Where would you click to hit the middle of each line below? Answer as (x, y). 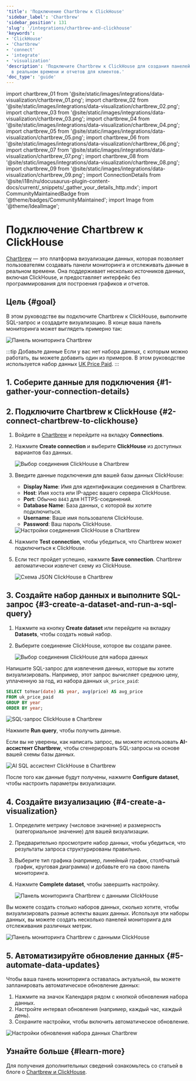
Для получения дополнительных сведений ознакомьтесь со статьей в (94, 1065)
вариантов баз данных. (43, 452)
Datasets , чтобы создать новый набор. (63, 634)
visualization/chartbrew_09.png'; (45, 175)
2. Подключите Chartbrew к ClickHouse (82, 412)
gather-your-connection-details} (68, 392)
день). (22, 1015)
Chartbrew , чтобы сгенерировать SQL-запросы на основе (107, 748)
